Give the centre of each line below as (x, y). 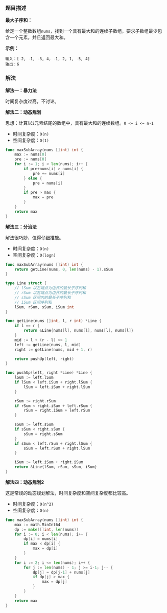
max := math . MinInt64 (37, 525)
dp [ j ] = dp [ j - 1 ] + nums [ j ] (61, 572)
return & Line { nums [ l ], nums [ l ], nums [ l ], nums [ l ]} (79, 331)
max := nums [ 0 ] (31, 154)
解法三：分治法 (21, 226)
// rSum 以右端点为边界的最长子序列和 (50, 293)
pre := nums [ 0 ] (31, 160)
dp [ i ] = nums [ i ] (41, 539)
